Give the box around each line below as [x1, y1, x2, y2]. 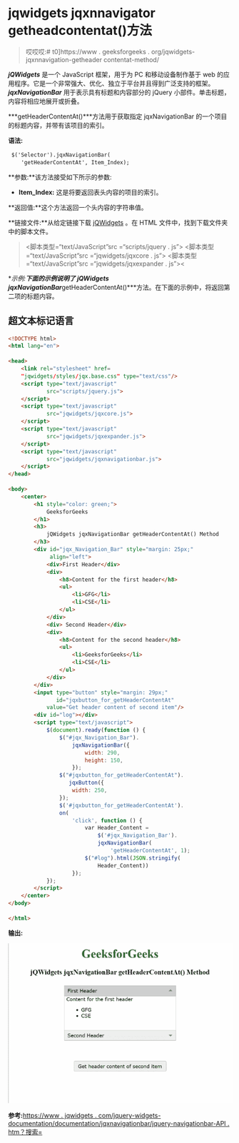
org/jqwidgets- [151, 47, 195, 56]
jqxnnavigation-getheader [25, 55, 103, 64]
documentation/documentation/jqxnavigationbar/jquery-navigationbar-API [8, 1119, 227, 1127]
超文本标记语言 [8, 315, 74, 327]
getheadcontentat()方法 [8, 23, 153, 39]
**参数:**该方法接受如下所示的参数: [8, 173, 113, 181]
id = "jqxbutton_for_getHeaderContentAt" [56, 696, 175, 704]
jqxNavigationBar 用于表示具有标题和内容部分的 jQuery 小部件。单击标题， [8, 88, 230, 96]
